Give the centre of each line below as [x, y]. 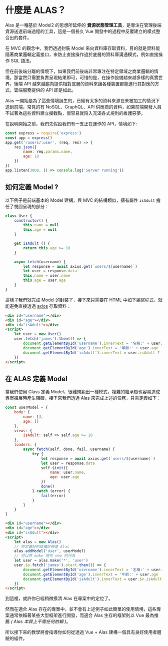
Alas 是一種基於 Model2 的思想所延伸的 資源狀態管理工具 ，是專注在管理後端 [83, 25]
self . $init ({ [54, 468]
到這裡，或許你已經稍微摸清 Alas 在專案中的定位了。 [59, 599]
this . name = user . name [47, 276]
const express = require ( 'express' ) [43, 133]
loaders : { [25, 445]
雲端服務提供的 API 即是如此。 [45, 90]
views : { [23, 431]
